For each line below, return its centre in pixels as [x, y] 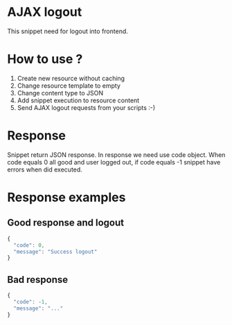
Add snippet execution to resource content [78, 100]
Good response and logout [66, 223]
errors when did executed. [45, 169]
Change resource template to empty [69, 85]
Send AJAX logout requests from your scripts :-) [86, 107]
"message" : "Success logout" [55, 252]
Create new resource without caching [71, 78]
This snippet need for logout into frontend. [68, 31]
